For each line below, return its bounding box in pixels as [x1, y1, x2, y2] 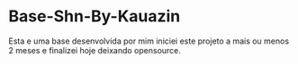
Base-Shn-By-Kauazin [8, 6, 181, 27]
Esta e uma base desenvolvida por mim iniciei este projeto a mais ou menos [8, 36, 290, 46]
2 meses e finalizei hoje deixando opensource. [8, 44, 182, 55]
